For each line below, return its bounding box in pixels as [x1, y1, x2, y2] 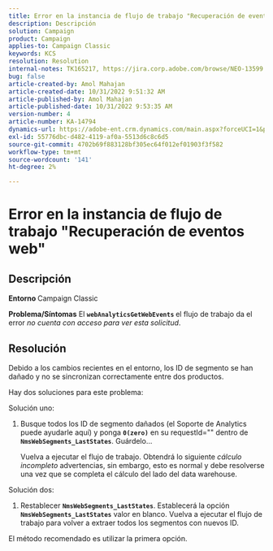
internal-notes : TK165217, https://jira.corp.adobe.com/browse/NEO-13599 [8, 65, 264, 73]
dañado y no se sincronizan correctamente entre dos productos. [8, 371, 224, 381]
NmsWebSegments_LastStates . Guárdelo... [19, 436, 153, 445]
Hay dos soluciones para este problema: [8, 387, 144, 397]
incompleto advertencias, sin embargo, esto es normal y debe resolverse [19, 460, 265, 470]
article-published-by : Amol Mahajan [8, 95, 132, 103]
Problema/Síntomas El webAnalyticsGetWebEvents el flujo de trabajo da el [8, 310, 253, 319]
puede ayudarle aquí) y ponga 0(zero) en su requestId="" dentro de [19, 427, 249, 437]
